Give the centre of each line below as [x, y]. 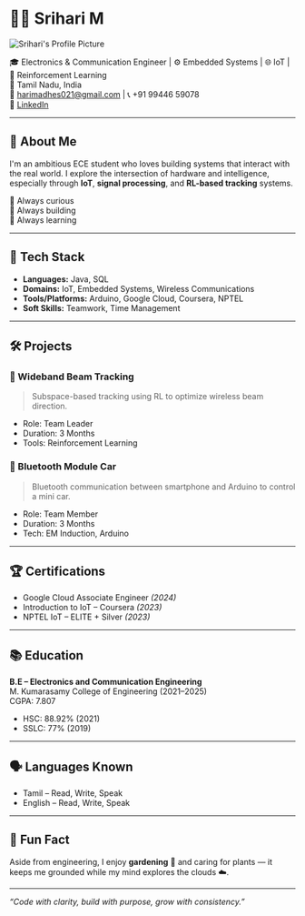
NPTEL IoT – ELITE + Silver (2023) [86, 617]
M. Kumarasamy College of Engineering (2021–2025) [108, 691]
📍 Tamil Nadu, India [46, 85]
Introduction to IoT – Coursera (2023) [92, 608]
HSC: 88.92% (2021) [61, 719]
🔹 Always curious [42, 200]
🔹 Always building [43, 210]
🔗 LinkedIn [29, 105]
